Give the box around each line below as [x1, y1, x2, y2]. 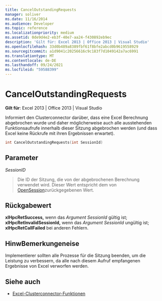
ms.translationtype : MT [5, 53, 54, 59]
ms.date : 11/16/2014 [5, 16, 48, 21]
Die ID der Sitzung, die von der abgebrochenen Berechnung [17, 177, 140, 182]
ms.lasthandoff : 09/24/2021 [5, 62, 63, 67]
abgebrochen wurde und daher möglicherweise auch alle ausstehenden [5, 120, 152, 125]
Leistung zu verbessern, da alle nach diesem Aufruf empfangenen [5, 258, 140, 264]
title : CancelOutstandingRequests [5, 7, 77, 12]
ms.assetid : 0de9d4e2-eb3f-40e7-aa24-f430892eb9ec [5, 35, 112, 40]
